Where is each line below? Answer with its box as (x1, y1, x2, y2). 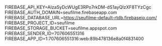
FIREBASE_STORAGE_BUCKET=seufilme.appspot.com (5, 25, 117, 31)
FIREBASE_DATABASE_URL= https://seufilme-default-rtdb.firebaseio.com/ (5, 15, 157, 20)
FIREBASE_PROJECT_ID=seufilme (5, 20, 75, 26)
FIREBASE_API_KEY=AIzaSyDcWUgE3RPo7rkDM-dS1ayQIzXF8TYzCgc (5, 4, 151, 10)
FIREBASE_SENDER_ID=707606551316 (5, 31, 85, 36)
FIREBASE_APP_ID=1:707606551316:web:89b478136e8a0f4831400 (5, 36, 144, 42)
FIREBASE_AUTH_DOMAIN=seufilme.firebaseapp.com (5, 9, 117, 15)
